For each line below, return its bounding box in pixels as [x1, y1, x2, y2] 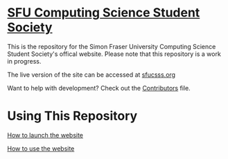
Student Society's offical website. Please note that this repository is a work [7, 50, 222, 58]
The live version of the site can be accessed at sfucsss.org [7, 71, 175, 79]
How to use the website [7, 144, 75, 153]
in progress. [7, 57, 42, 65]
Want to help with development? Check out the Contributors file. [7, 84, 191, 92]
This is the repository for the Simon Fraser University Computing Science [7, 42, 216, 50]
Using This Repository [7, 109, 138, 124]
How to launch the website [7, 131, 84, 139]
